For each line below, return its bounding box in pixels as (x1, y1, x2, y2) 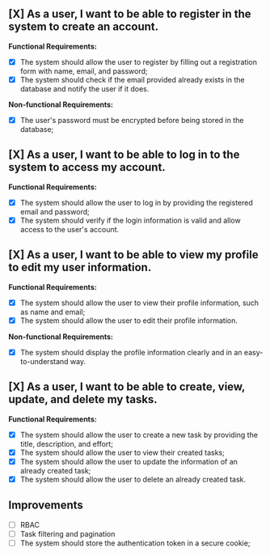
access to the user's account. (19, 224, 120, 234)
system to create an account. (8, 20, 159, 34)
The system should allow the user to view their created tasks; (19, 448, 225, 457)
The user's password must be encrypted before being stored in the (19, 115, 244, 125)
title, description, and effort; (19, 439, 113, 448)
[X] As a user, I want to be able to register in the (8, 7, 252, 21)
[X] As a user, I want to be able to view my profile (8, 248, 259, 262)
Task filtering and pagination (19, 528, 116, 538)
